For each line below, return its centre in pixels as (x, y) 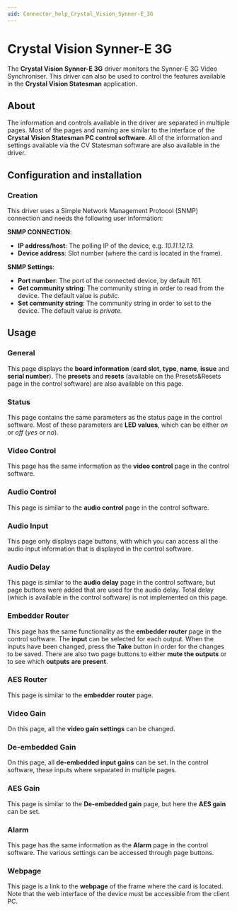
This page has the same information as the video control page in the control (118, 466)
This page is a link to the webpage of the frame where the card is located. (115, 886)
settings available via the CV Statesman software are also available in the (114, 145)
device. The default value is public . (69, 296)
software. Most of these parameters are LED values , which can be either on (118, 425)
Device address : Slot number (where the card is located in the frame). (120, 253)
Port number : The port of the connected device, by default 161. (110, 281)
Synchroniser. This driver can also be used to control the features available (117, 76)
